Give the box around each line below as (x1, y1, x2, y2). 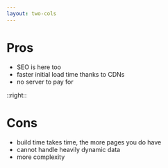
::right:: (6, 91, 27, 99)
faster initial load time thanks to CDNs (16, 70, 125, 78)
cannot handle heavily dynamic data (16, 145, 121, 153)
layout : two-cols (6, 10, 57, 17)
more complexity (16, 153, 65, 161)
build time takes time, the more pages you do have (16, 138, 162, 146)
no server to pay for (16, 77, 74, 86)
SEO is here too (16, 63, 62, 71)
